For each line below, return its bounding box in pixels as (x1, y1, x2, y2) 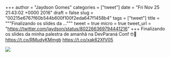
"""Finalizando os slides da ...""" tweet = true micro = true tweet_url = (5, 20, 152, 26)
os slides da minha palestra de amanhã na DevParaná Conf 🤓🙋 (5, 31, 137, 37)
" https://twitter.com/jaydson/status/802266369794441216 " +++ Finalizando (5, 26, 165, 32)
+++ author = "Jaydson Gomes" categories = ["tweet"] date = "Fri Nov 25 (5, 5, 160, 10)
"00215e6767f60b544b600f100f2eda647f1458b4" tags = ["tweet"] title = (5, 15, 160, 21)
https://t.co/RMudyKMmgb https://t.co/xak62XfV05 (5, 37, 114, 42)
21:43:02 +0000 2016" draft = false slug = (5, 10, 94, 16)
